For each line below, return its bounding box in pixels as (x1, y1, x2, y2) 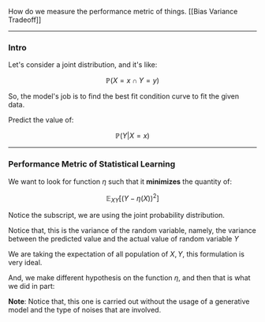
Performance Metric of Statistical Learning (8, 159, 176, 170)
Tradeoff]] (8, 15, 42, 24)
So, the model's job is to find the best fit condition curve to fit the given (8, 92, 239, 101)
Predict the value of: (8, 115, 74, 125)
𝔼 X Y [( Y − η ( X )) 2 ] (106, 192, 159, 204)
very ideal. (8, 258, 43, 268)
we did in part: (8, 282, 55, 291)
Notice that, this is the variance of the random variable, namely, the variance (8, 226, 256, 235)
